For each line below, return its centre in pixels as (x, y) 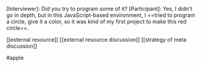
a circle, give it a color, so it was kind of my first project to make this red (97, 21)
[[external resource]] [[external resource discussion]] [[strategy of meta (97, 40)
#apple (15, 58)
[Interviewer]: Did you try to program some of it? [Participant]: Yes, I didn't (100, 9)
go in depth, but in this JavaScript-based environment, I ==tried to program (101, 15)
